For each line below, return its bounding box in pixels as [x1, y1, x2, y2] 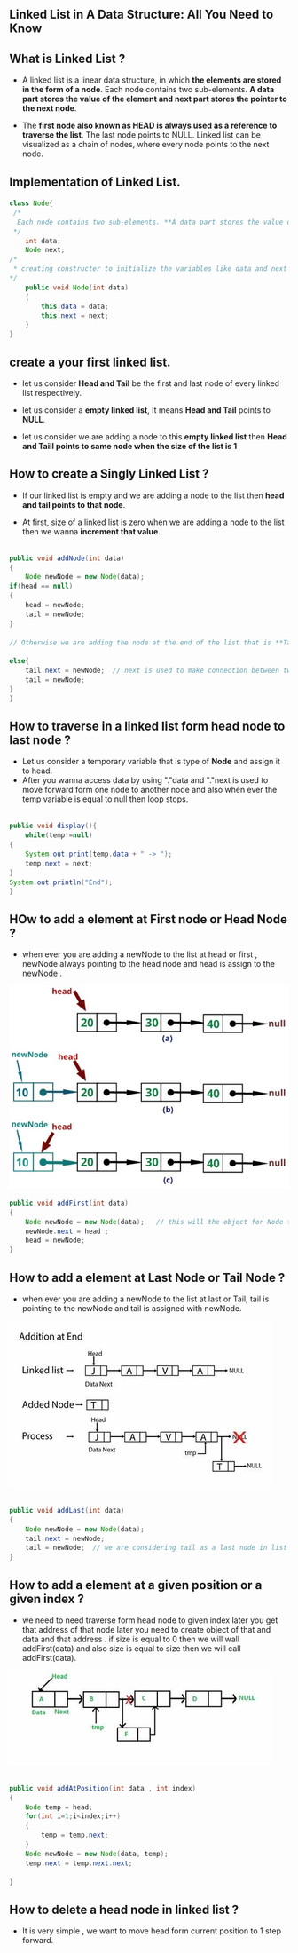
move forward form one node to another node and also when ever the [21, 785, 278, 795]
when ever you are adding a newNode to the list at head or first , [21, 949, 258, 960]
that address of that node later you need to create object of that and [21, 1624, 271, 1634]
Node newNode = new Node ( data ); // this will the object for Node [25, 1217, 284, 1226]
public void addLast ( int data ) [9, 1506, 125, 1514]
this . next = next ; [41, 311, 109, 320]
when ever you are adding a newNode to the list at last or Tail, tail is [21, 1293, 270, 1304]
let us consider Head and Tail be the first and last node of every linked [21, 377, 280, 389]
